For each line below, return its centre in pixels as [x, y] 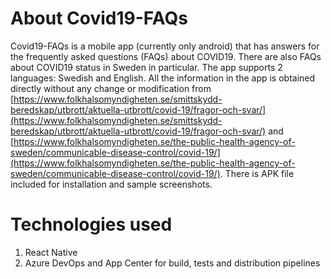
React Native [51, 252]
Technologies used [91, 224]
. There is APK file [257, 173]
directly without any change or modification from [111, 88]
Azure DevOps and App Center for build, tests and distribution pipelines [172, 263]
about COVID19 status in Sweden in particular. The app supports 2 [146, 67]
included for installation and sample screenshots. [111, 184]
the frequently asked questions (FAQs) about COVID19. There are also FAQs [166, 56]
